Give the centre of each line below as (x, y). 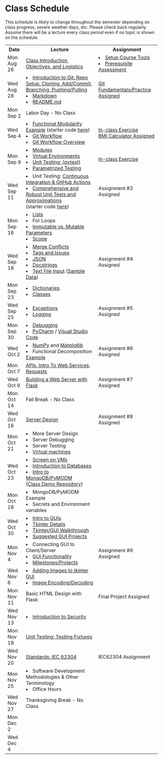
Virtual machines (52, 452)
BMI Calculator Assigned (126, 136)
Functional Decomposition (62, 351)
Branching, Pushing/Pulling (57, 90)
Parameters (39, 233)
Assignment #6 (116, 348)
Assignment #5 (116, 308)
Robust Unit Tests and (51, 194)
